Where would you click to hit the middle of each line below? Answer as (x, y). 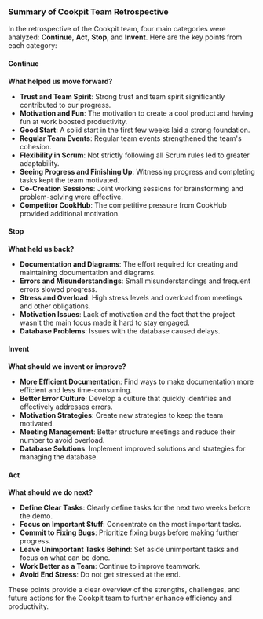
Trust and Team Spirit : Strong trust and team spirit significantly (122, 96)
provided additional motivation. (69, 213)
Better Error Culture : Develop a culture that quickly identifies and (125, 398)
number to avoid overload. (62, 440)
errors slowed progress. (58, 289)
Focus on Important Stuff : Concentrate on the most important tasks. (130, 525)
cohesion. (36, 146)
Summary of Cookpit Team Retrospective (88, 12)
